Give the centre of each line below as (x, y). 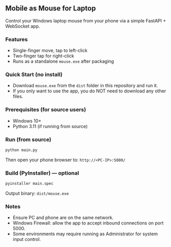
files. (18, 96)
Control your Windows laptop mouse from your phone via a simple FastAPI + (86, 20)
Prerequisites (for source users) (46, 110)
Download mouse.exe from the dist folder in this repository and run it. (85, 86)
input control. (27, 239)
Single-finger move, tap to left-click (50, 51)
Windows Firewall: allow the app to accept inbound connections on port (88, 223)
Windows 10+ (27, 121)
